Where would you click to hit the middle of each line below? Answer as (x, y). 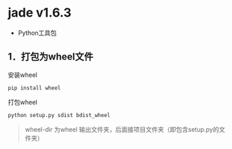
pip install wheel (34, 88)
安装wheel (23, 75)
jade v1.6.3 (40, 13)
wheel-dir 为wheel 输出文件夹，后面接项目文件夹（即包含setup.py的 (122, 129)
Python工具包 (37, 33)
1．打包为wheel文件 (51, 57)
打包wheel (23, 102)
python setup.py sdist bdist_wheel (59, 115)
